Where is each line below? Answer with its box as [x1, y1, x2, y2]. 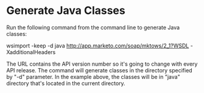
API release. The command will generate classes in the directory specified [6, 66, 193, 74]
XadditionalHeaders [6, 48, 56, 55]
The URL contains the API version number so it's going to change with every [6, 60, 198, 67]
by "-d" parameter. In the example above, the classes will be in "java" [6, 73, 181, 80]
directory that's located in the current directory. [6, 80, 126, 87]
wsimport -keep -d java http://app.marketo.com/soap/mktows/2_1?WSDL [6, 42, 189, 49]
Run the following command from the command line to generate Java [6, 24, 180, 31]
